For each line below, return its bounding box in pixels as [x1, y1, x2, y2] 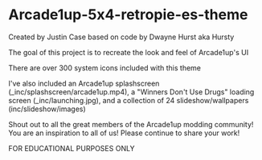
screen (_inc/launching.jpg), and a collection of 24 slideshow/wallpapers [8, 95, 249, 105]
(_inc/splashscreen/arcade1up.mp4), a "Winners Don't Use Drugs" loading [8, 86, 255, 97]
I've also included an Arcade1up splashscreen [8, 78, 160, 88]
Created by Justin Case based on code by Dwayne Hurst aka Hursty [8, 32, 235, 42]
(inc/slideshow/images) [8, 104, 86, 114]
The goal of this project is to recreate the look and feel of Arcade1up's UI [8, 47, 249, 57]
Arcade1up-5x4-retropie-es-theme [8, 6, 248, 24]
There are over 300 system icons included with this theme [8, 62, 202, 73]
